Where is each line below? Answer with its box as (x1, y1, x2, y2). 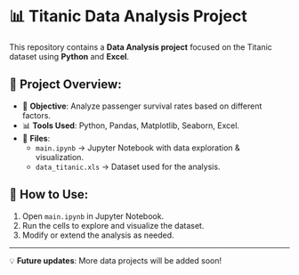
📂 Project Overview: (9, 77, 122, 93)
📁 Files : (21, 133, 51, 143)
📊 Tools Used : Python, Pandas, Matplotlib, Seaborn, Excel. (21, 120, 240, 131)
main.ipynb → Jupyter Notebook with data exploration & (35, 142, 240, 153)
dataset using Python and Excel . (9, 51, 130, 61)
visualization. (35, 151, 85, 162)
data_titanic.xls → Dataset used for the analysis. (35, 161, 221, 172)
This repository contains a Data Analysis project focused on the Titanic (9, 41, 273, 53)
